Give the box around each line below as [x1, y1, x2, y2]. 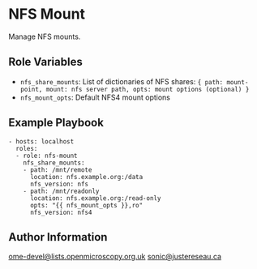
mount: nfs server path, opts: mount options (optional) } [45, 85, 250, 93]
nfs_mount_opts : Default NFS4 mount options [19, 92, 170, 102]
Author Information [8, 230, 108, 244]
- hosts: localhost [8, 137, 75, 146]
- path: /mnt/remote [23, 165, 92, 174]
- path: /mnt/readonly [23, 187, 100, 195]
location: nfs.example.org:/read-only [29, 194, 161, 203]
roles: [15, 144, 38, 152]
